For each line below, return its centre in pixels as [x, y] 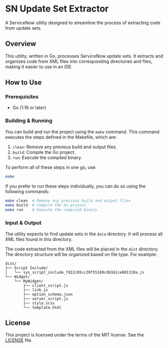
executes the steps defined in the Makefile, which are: [61, 137]
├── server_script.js [46, 299]
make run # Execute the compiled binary [51, 210]
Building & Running [29, 121]
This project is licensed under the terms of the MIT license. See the [75, 335]
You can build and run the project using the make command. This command [82, 132]
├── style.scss [39, 303]
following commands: [27, 191]
